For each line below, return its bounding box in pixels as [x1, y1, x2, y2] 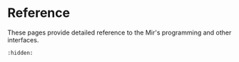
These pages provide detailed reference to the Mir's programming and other [7, 28, 232, 37]
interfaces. [7, 35, 39, 44]
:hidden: [7, 49, 34, 56]
